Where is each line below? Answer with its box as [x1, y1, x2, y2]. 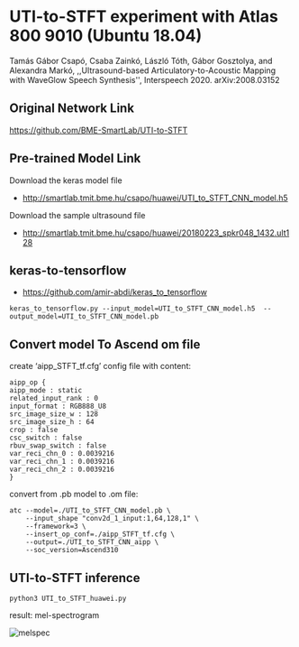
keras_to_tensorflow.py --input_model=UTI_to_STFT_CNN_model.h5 [9, 304, 256, 313]
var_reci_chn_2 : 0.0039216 [9, 465, 115, 475]
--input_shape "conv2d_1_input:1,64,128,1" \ [25, 514, 200, 523]
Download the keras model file [9, 174, 123, 186]
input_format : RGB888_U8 [9, 402, 106, 411]
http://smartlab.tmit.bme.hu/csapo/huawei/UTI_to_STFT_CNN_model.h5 [22, 192, 288, 203]
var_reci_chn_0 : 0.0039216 [9, 449, 115, 458]
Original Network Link [9, 101, 135, 116]
